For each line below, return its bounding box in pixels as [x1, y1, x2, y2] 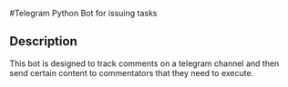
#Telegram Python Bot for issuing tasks [9, 8, 158, 18]
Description [9, 34, 77, 49]
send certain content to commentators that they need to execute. [9, 67, 254, 78]
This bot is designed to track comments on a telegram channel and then [9, 58, 280, 69]
